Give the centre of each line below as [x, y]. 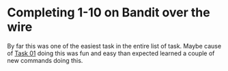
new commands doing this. [45, 60]
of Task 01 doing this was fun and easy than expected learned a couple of [111, 53]
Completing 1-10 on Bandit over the [109, 13]
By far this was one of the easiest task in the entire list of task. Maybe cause [114, 46]
